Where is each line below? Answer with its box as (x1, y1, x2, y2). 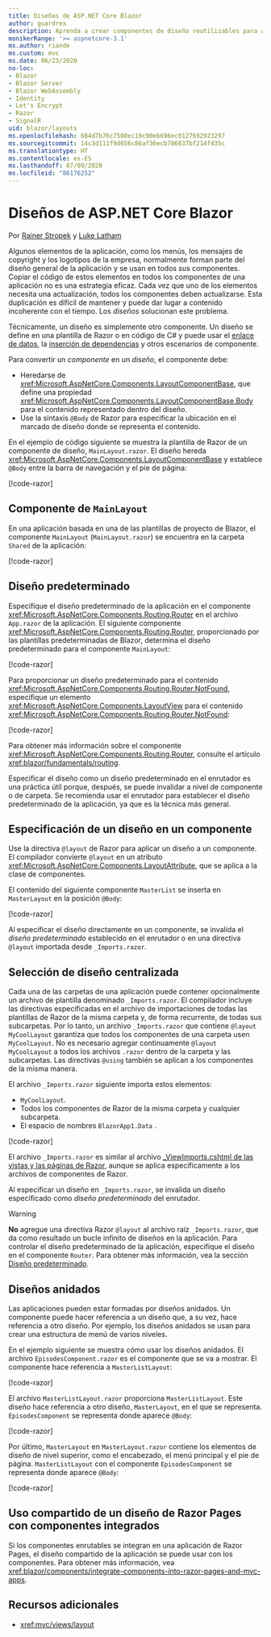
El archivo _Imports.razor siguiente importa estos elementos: (8, 1080, 212, 1089)
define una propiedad (19, 387, 92, 397)
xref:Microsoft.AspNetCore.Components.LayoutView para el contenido (8, 701, 244, 710)
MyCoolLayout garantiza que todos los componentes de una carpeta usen (8, 1030, 250, 1039)
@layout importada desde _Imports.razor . (8, 942, 148, 952)
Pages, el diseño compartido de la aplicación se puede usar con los (8, 1549, 233, 1559)
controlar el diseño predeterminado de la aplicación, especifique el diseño (8, 1242, 256, 1252)
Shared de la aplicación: (8, 540, 87, 550)
